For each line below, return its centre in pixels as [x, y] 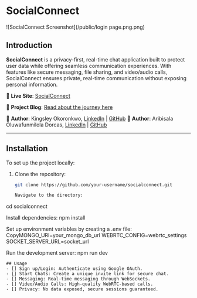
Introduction [29, 45]
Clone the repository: [40, 174]
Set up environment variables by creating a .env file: [69, 229]
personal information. [32, 84]
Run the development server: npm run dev [57, 253]
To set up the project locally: [40, 163]
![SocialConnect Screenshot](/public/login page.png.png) [76, 27]
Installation [27, 148]
